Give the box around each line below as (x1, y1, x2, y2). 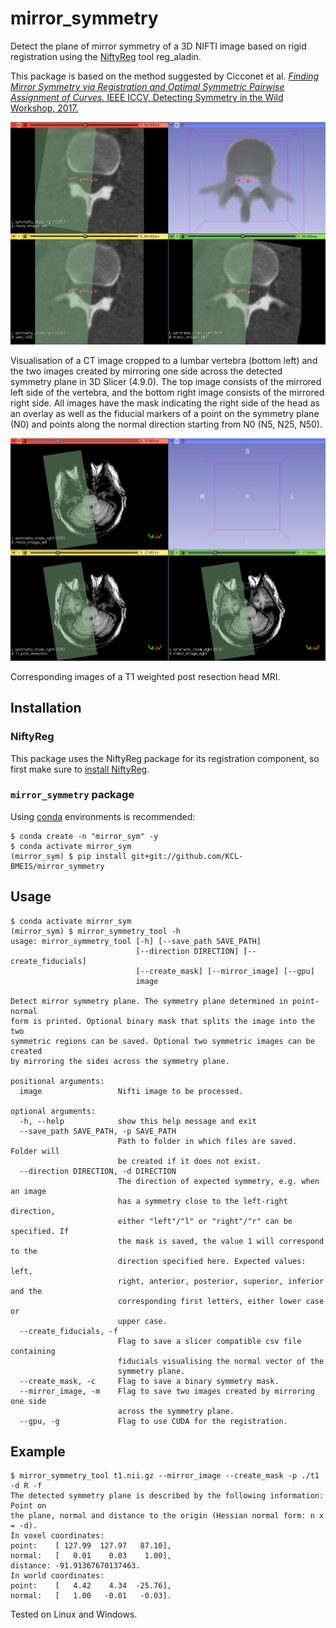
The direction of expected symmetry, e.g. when (117, 1176, 320, 1186)
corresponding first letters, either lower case (117, 1296, 325, 1306)
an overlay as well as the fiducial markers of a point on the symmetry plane (10, 408, 320, 420)
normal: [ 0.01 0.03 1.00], (10, 1551, 172, 1561)
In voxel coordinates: (10, 1531, 105, 1541)
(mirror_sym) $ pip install (10, 851, 128, 861)
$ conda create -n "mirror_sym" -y (10, 831, 159, 841)
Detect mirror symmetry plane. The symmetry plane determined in (10, 996, 288, 1006)
